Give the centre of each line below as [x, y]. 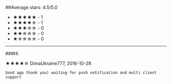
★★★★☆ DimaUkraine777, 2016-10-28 [48, 63]
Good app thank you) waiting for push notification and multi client [81, 73]
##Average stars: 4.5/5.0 [31, 7]
